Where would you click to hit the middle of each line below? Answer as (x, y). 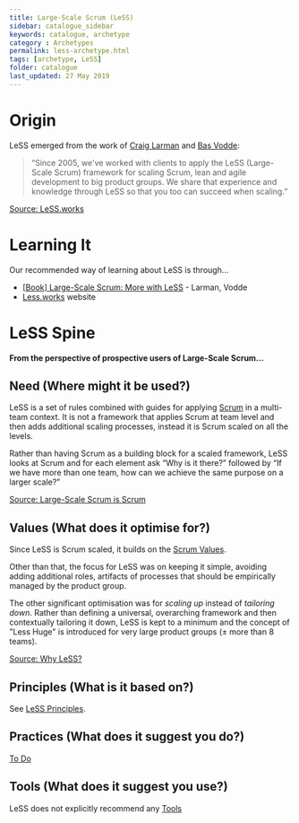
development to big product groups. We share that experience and (154, 181)
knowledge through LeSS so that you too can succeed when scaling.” (159, 191)
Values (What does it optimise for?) (110, 527)
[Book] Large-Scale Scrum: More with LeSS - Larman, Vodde (135, 287)
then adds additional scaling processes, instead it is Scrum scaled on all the (149, 426)
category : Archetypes (51, 43)
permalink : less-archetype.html (69, 51)
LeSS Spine (52, 333)
